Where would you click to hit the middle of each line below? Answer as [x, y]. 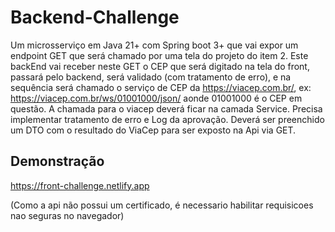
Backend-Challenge [95, 17]
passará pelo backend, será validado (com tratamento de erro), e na [151, 77]
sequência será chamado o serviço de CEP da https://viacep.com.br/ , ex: [161, 87]
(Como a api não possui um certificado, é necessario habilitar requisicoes [162, 205]
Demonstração [57, 161]
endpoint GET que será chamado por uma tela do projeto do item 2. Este [159, 55]
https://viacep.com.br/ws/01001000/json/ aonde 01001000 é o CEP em [156, 98]
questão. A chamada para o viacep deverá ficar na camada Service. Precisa [166, 108]
